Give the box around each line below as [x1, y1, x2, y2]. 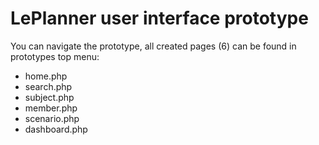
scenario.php [24, 112, 80, 124]
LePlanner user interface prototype [10, 7, 309, 30]
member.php [24, 102, 78, 114]
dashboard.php [24, 123, 88, 135]
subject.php [24, 91, 75, 103]
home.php [24, 70, 68, 82]
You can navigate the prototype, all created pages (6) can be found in [10, 40, 297, 52]
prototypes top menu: [10, 50, 100, 62]
